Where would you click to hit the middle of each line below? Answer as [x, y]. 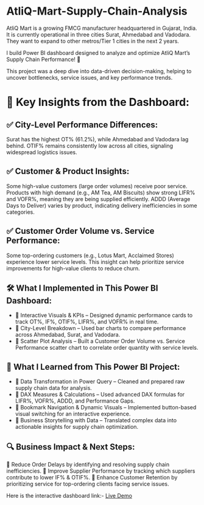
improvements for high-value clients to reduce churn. [73, 268]
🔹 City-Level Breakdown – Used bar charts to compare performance [100, 328]
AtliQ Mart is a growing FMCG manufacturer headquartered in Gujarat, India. [102, 28]
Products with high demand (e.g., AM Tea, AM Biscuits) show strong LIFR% [101, 192]
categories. [20, 212]
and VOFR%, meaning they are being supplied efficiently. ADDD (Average [98, 199]
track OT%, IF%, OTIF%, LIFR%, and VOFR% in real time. [87, 322]
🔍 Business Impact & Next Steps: [71, 447]
